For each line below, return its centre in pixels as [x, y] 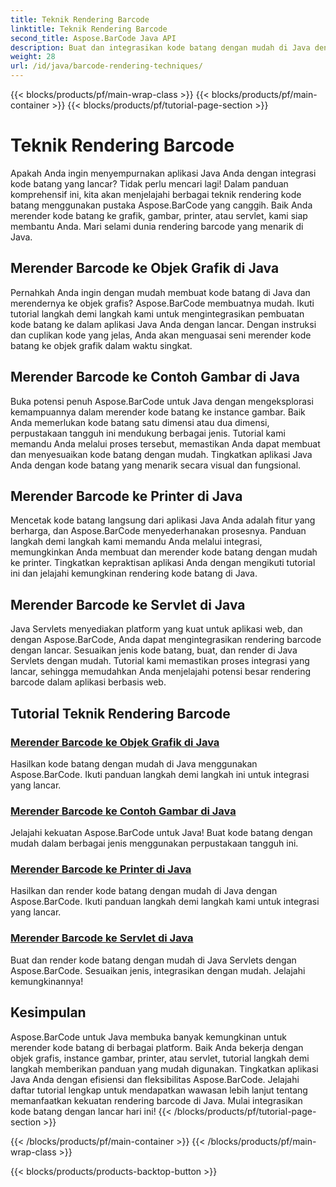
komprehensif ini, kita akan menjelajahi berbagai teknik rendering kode [156, 194]
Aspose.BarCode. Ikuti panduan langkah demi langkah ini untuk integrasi [160, 774]
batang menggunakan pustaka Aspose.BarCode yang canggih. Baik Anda [161, 205]
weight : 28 [33, 57]
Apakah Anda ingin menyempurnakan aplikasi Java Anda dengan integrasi [163, 173]
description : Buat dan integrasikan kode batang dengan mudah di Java [160, 47]
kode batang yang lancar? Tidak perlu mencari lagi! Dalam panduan [149, 183]
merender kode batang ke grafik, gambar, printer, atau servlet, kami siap [159, 215]
